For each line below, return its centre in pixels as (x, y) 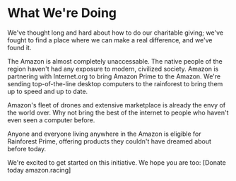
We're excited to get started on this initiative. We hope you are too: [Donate (117, 162)
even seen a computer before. (51, 120)
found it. (19, 47)
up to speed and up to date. (48, 91)
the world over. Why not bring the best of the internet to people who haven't (118, 112)
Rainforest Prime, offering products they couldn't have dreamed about (110, 141)
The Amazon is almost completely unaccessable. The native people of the (115, 61)
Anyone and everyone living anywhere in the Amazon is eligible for (104, 134)
